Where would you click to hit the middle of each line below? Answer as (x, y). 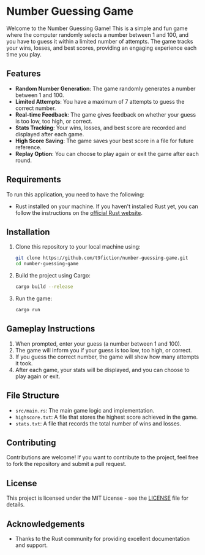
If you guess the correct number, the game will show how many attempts (107, 357)
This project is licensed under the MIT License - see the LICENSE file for (97, 498)
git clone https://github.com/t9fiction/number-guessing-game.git (102, 258)
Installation (28, 232)
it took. (24, 363)
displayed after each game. (50, 134)
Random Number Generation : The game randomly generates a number (105, 88)
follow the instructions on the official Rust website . (79, 212)
